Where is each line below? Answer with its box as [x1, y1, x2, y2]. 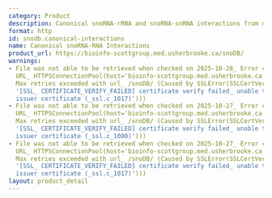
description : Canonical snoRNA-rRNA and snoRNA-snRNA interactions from [8, 19, 259, 27]
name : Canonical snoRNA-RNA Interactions [8, 42, 151, 50]
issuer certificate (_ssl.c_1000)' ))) [15, 132, 147, 140]
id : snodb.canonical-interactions [8, 34, 125, 43]
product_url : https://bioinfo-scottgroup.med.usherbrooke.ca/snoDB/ [8, 49, 244, 57]
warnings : [8, 57, 42, 65]
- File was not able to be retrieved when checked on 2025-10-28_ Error [8, 65, 259, 73]
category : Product [8, 11, 70, 20]
